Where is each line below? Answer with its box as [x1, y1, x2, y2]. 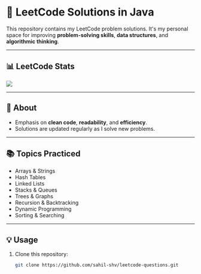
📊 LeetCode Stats [6, 61, 75, 72]
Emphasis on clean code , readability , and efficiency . [14, 119, 148, 126]
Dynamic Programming [14, 205, 72, 213]
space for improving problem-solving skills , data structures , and [6, 31, 169, 38]
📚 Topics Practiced [6, 149, 81, 159]
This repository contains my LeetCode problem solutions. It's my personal [6, 25, 188, 32]
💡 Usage [6, 235, 38, 245]
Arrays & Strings [14, 167, 56, 175]
